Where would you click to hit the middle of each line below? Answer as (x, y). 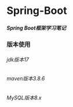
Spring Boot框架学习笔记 (36, 28)
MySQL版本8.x (24, 98)
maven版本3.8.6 (26, 79)
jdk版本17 (18, 59)
